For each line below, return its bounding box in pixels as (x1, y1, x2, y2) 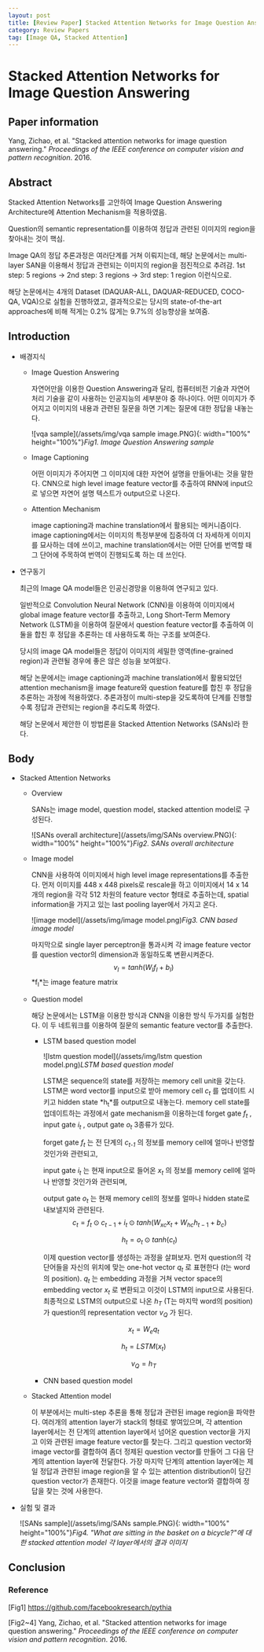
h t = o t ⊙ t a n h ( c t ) (121, 1234, 178, 1246)
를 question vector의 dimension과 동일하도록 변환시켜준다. (31, 950, 214, 959)
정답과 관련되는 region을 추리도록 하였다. (34, 702, 160, 712)
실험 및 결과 (19, 1503, 57, 1512)
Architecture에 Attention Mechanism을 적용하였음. (8, 208, 167, 217)
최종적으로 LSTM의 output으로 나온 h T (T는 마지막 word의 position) (42, 1296, 253, 1307)
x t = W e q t (128, 1325, 159, 1336)
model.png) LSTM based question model (42, 1060, 174, 1070)
